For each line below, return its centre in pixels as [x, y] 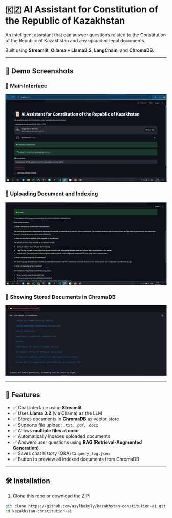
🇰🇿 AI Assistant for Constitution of [82, 9]
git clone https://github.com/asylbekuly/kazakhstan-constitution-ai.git [86, 506]
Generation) [26, 448]
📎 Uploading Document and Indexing [52, 194]
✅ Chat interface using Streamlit [47, 407]
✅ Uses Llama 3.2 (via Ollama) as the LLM [57, 413]
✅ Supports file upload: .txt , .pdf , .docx [55, 425]
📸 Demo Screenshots [39, 71]
